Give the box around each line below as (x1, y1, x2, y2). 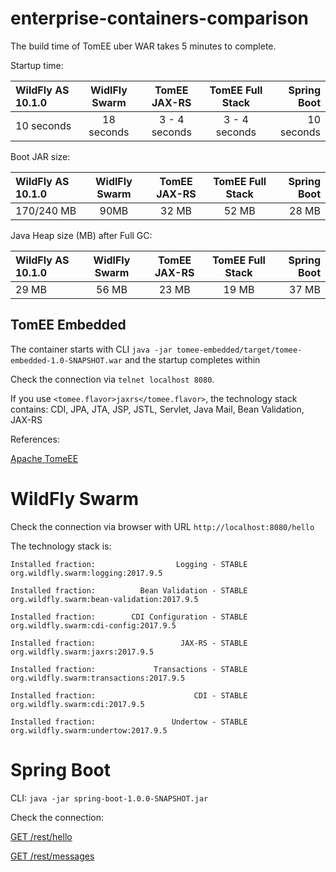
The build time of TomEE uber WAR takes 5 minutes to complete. (10, 40, 277, 52)
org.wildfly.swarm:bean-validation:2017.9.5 (10, 594, 199, 604)
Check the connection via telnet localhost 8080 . (10, 373, 215, 385)
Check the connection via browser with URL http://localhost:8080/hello (10, 520, 315, 532)
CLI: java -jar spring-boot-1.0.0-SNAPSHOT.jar (10, 792, 209, 804)
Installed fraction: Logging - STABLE (10, 559, 248, 569)
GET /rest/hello (10, 830, 73, 842)
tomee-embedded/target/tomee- (176, 345, 303, 355)
